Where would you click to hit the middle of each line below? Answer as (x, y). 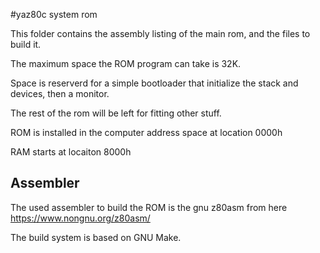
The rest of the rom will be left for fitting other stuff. (116, 113)
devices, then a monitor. (60, 93)
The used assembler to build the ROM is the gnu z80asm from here (149, 207)
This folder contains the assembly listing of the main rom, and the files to (160, 33)
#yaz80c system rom (54, 14)
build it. (26, 44)
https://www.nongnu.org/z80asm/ (80, 218)
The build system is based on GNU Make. (96, 237)
